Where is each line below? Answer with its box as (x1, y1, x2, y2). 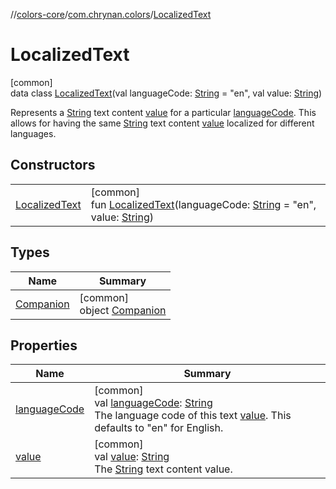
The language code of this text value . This (94, 409, 292, 423)
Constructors (10, 157, 96, 174)
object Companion (79, 303, 167, 317)
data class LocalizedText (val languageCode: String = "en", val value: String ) (10, 87, 323, 99)
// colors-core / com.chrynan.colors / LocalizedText (10, 9, 212, 20)
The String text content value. (94, 462, 233, 476)
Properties (10, 337, 78, 354)
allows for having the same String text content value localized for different (10, 117, 315, 129)
